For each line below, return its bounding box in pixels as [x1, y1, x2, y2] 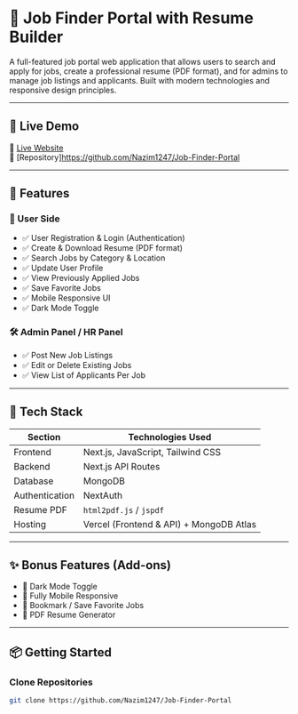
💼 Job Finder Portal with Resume [9, 8, 255, 28]
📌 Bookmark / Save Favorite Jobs [21, 600, 145, 611]
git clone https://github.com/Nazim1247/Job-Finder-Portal [9, 696, 232, 705]
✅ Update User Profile [21, 262, 104, 274]
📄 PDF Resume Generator [21, 609, 116, 621]
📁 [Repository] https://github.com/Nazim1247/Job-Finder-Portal [9, 151, 240, 163]
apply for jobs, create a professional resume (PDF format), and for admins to [9, 66, 288, 76]
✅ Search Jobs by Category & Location [21, 253, 166, 263]
